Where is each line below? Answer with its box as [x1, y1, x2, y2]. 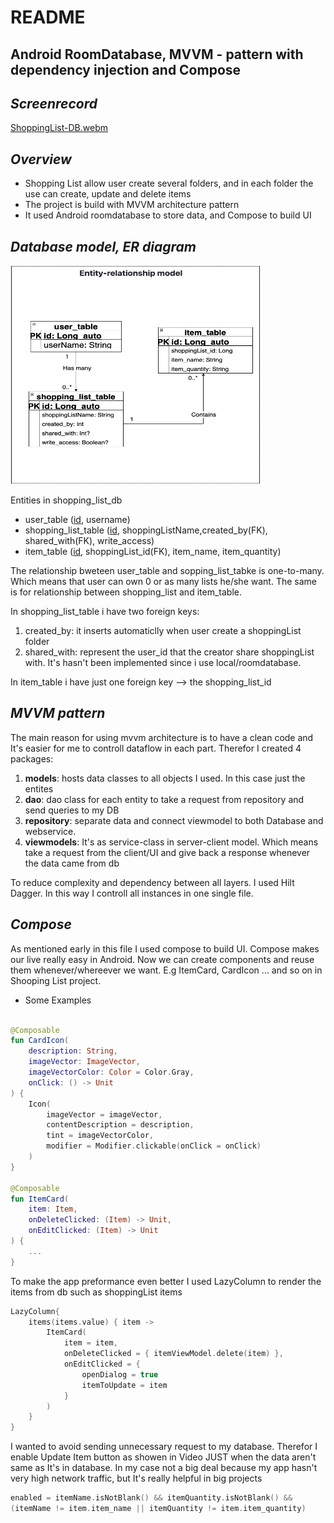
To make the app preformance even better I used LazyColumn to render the [10, 1275, 322, 1287]
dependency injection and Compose [10, 61, 242, 78]
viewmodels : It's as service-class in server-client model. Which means [24, 836, 319, 848]
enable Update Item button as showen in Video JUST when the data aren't [10, 1451, 317, 1463]
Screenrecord [10, 95, 98, 112]
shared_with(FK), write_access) [24, 535, 155, 547]
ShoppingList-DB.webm [10, 122, 108, 134]
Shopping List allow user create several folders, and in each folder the [24, 177, 314, 190]
